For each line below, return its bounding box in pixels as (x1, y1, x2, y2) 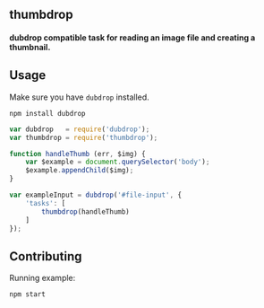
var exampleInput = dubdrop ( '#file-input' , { (9, 190, 182, 200)
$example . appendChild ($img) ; (25, 166, 134, 175)
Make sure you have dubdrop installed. (9, 92, 149, 102)
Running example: (9, 273, 76, 284)
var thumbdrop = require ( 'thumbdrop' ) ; (9, 133, 158, 142)
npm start (9, 290, 47, 299)
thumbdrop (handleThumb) (41, 207, 130, 216)
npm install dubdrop (9, 109, 87, 118)
